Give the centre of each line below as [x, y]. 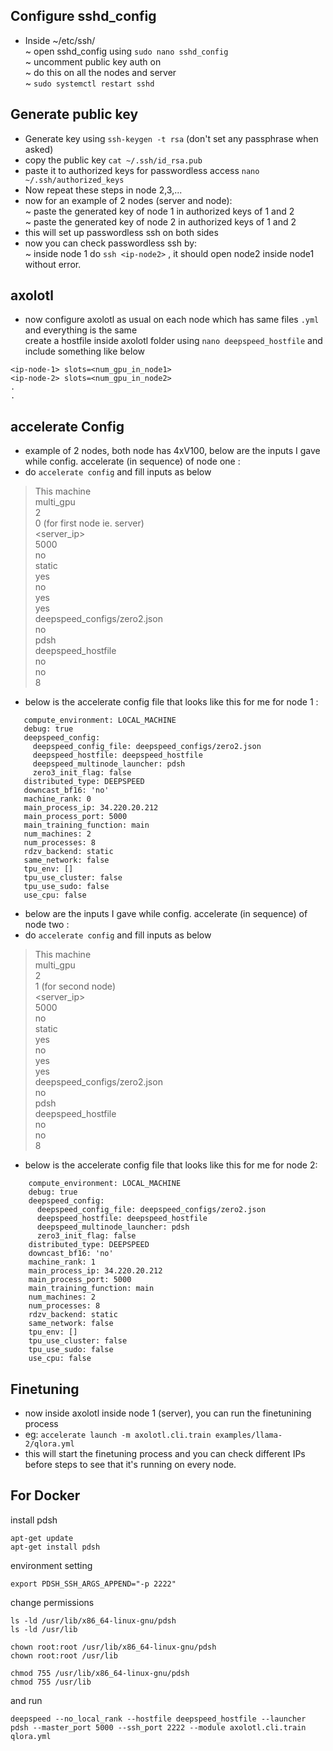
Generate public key [74, 114]
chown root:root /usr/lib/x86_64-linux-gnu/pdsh [113, 1647]
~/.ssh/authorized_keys [74, 180]
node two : [47, 925]
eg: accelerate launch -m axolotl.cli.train [118, 1435]
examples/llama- [248, 1435]
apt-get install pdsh [55, 1547]
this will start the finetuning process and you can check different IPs [165, 1454]
